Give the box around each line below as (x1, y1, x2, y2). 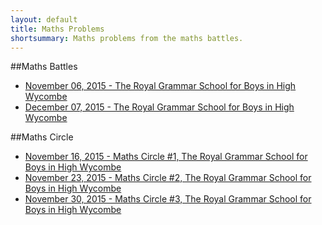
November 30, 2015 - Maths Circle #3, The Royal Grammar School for (24, 193, 312, 205)
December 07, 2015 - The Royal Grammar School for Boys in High (24, 101, 295, 113)
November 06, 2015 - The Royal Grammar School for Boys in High (24, 80, 297, 92)
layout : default (10, 14, 78, 25)
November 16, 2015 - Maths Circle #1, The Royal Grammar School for (24, 151, 308, 163)
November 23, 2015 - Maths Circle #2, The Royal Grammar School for (24, 172, 312, 184)
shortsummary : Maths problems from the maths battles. (10, 33, 244, 43)
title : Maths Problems (10, 24, 105, 34)
